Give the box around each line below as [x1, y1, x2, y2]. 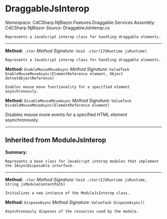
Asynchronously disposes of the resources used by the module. [5, 209, 139, 214]
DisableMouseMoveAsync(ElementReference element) [5, 103, 110, 108]
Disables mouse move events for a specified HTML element [5, 111, 128, 117]
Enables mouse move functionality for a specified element [5, 84, 130, 90]
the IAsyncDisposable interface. [5, 163, 75, 168]
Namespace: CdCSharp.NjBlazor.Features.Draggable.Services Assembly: [5, 19, 156, 25]
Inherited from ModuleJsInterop [5, 136, 106, 144]
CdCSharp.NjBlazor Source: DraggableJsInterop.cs [5, 24, 110, 30]
